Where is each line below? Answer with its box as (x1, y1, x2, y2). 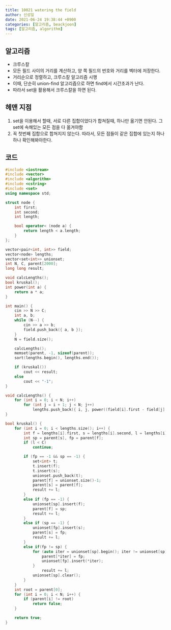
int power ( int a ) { (5, 285, 47, 290)
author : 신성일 (5, 12, 35, 17)
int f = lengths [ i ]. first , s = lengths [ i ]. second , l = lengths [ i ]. (23, 430, 169, 436)
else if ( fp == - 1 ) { (23, 497, 70, 502)
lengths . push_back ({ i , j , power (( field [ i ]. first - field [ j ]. (32, 407, 167, 412)
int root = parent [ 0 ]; (14, 587, 63, 592)
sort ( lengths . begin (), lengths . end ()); (14, 356, 99, 361)
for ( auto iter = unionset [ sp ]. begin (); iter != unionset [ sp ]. (32, 549, 169, 554)
